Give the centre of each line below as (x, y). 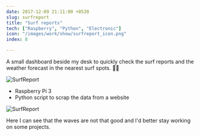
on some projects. (28, 127)
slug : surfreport (28, 17)
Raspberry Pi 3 (33, 91)
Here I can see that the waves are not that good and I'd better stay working (99, 120)
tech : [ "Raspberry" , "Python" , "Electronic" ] (64, 28)
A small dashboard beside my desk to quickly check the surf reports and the (100, 61)
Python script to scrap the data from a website (72, 97)
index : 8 (17, 39)
